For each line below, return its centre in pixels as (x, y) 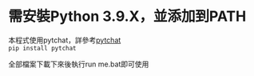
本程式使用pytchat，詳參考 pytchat (65, 40)
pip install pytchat (43, 48)
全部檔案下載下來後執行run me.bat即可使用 (79, 64)
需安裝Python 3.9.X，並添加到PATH (127, 16)
